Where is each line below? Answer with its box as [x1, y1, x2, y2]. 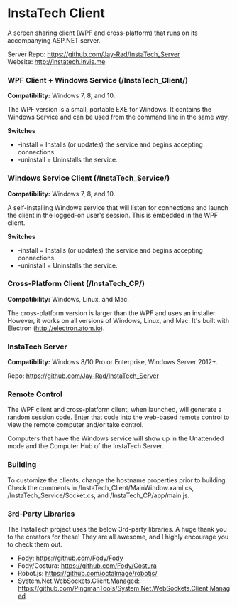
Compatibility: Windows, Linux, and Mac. [7, 295, 130, 303]
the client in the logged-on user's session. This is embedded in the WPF [7, 211, 219, 219]
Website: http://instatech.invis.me [7, 57, 106, 65]
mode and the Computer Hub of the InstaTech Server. [7, 442, 165, 450]
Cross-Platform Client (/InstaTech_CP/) [7, 279, 145, 289]
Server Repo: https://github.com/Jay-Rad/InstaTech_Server [7, 50, 180, 58]
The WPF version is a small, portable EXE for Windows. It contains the [7, 105, 211, 114]
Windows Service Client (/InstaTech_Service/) [7, 173, 170, 183]
